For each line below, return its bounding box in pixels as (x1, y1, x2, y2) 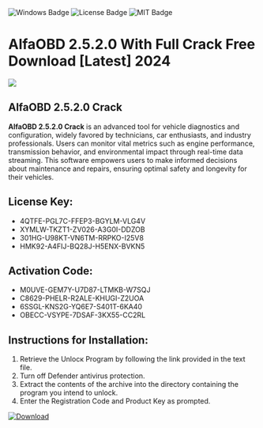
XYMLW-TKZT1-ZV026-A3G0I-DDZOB (19, 225, 145, 234)
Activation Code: (8, 264, 93, 278)
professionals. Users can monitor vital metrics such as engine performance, (8, 138, 255, 148)
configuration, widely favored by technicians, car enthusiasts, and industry (8, 130, 251, 139)
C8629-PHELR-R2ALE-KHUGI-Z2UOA (19, 294, 145, 303)
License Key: (8, 195, 73, 209)
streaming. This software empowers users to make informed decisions (8, 155, 238, 165)
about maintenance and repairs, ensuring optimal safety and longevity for (8, 164, 247, 173)
